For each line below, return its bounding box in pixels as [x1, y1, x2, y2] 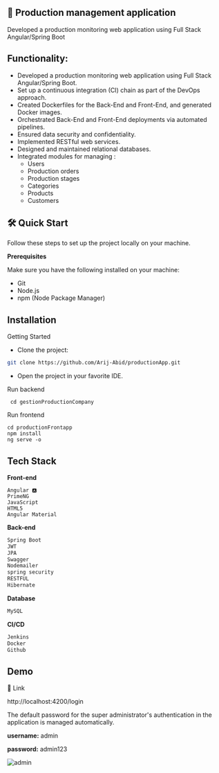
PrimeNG [7, 492, 30, 499]
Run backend [7, 385, 45, 393]
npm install [7, 430, 41, 437]
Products [27, 188, 54, 197]
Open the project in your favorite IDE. [17, 372, 123, 380]
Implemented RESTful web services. [17, 137, 121, 145]
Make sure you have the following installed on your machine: [7, 266, 180, 274]
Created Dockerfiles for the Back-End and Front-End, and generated [17, 100, 212, 109]
